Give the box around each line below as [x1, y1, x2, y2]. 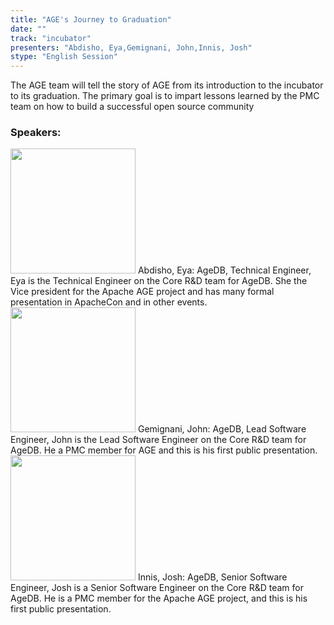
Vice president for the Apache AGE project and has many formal [10, 286, 275, 298]
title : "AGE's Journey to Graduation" [10, 14, 172, 25]
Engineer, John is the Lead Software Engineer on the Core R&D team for [10, 434, 307, 446]
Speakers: [10, 126, 62, 140]
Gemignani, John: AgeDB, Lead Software [137, 423, 307, 435]
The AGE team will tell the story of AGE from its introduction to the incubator [10, 79, 324, 91]
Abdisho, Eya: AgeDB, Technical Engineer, [137, 264, 312, 276]
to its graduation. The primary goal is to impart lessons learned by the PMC [10, 90, 320, 102]
